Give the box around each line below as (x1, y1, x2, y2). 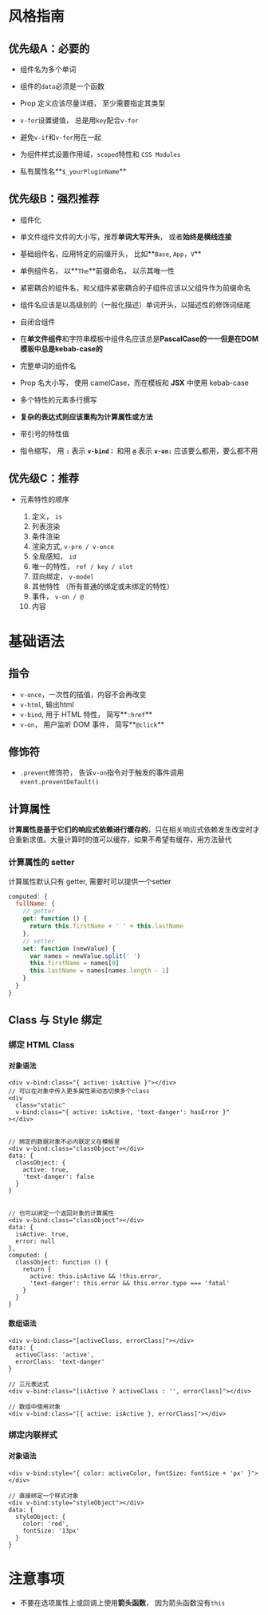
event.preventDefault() (19, 778, 100, 787)
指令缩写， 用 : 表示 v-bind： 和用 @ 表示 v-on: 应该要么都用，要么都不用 (19, 446, 258, 455)
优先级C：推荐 (8, 471, 80, 485)
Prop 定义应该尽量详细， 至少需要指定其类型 (19, 98, 166, 108)
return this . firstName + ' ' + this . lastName (29, 922, 183, 931)
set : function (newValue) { (22, 944, 116, 952)
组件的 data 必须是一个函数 (19, 82, 105, 90)
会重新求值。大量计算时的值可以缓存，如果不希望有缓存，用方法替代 (8, 835, 232, 844)
